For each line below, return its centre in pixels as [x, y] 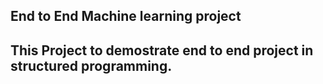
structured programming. [91, 65]
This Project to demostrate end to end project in [162, 50]
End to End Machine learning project [126, 16]
